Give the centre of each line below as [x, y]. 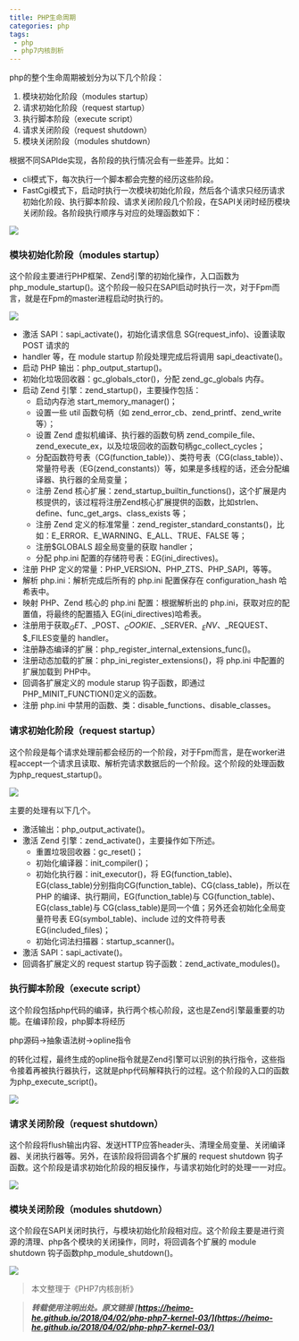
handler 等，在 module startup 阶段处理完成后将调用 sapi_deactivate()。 [154, 357]
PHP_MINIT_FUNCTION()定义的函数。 [92, 694]
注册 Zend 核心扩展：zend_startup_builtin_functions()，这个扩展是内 [161, 491]
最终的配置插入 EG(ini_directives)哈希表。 [130, 614]
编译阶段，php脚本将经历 [79, 1021]
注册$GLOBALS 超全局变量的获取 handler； [115, 547]
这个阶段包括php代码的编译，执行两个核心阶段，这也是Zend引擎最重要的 [143, 1010]
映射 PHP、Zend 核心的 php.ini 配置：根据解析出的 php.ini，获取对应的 [152, 603]
